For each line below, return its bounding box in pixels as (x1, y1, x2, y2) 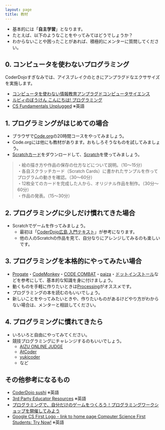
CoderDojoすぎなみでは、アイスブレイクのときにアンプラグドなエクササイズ (5, 74, 160, 80)
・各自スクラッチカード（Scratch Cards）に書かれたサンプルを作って (17, 168, 159, 174)
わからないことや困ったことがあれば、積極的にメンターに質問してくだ (12, 38, 155, 44)
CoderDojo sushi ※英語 (12, 390, 59, 395)
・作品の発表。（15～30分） (17, 193, 73, 199)
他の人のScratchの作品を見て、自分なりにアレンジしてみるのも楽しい (19, 235, 161, 241)
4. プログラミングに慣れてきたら (5, 318, 103, 326)
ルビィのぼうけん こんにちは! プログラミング (12, 97, 102, 103)
